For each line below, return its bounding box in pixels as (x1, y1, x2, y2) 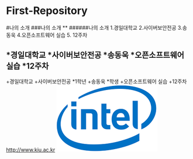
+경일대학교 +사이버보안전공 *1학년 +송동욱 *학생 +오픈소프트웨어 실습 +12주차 (6, 78, 187, 85)
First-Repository (6, 4, 88, 18)
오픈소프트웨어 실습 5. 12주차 (21, 31, 88, 39)
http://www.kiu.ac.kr (6, 146, 56, 153)
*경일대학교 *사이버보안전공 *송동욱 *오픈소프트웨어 (6, 50, 184, 60)
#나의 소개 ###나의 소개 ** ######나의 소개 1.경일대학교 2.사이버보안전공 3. (6, 24, 182, 31)
